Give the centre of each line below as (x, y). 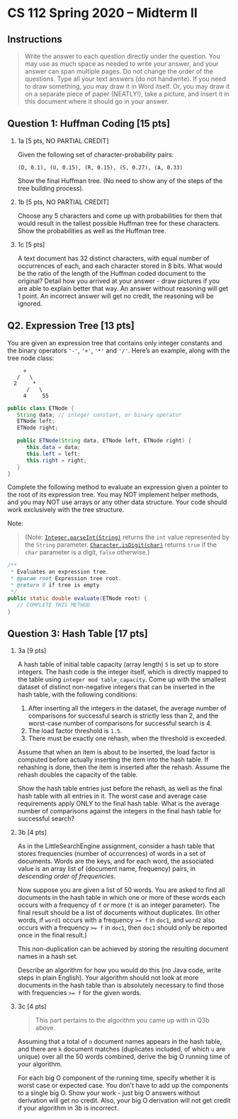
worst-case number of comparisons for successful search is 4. (120, 723)
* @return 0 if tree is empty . (56, 585)
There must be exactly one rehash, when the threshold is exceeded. (127, 738)
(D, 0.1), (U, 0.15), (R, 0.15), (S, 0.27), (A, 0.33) (100, 167)
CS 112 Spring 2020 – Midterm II (103, 13)
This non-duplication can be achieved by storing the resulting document (123, 949)
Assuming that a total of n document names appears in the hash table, (120, 1042)
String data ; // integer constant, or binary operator (99, 415)
